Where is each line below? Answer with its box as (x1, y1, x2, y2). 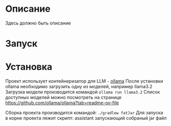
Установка (5, 61, 53, 73)
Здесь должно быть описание (5, 20, 71, 26)
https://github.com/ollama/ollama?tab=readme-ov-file (5, 100, 119, 106)
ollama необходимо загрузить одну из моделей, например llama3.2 (5, 84, 153, 90)
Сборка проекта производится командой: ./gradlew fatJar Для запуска (5, 110, 163, 116)
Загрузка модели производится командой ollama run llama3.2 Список (5, 89, 160, 95)
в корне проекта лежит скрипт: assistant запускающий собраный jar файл (5, 115, 167, 121)
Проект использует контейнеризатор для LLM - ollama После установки (5, 78, 163, 84)
